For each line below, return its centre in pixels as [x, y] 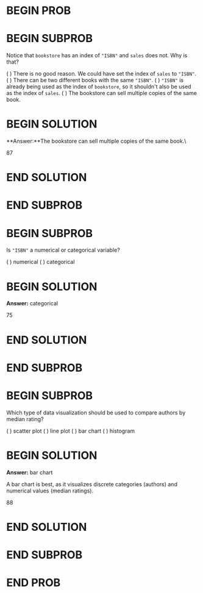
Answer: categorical [32, 304]
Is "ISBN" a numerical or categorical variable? [63, 250]
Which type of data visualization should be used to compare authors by [96, 413]
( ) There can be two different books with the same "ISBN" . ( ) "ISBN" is [95, 80]
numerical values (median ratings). [50, 491]
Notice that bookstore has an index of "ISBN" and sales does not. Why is [97, 55]
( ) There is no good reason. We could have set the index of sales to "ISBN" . [101, 74]
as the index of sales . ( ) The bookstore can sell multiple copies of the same [101, 93]
